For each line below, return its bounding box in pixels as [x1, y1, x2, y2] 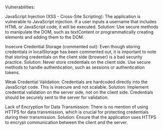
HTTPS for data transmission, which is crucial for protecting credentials [5, 109, 149, 115]
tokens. [5, 70, 20, 75]
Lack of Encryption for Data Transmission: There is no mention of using [5, 104, 149, 110]
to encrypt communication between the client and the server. [5, 119, 128, 125]
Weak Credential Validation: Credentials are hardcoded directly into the [5, 79, 148, 85]
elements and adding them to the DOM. [5, 34, 84, 40]
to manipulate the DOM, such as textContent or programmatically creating [5, 29, 154, 35]
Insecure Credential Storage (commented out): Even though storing [5, 44, 141, 49]
